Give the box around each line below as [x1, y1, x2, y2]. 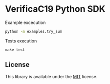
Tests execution [5, 38, 37, 43]
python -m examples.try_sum [5, 29, 63, 34]
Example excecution [5, 20, 46, 25]
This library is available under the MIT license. [5, 73, 98, 79]
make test [5, 47, 25, 52]
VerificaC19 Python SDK [5, 3, 106, 15]
